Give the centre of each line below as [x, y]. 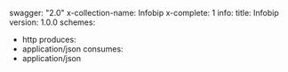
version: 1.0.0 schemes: [52, 22]
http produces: [49, 40]
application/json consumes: [72, 49]
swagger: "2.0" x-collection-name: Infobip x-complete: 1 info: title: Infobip [144, 13]
